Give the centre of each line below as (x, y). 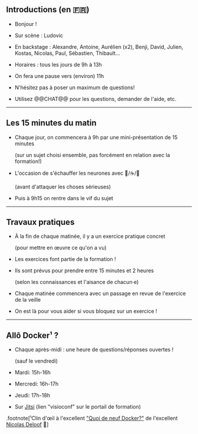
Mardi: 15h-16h (33, 373)
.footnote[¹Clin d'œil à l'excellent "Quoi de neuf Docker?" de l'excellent (92, 418)
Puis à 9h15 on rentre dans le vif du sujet (64, 198)
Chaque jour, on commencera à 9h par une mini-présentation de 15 (96, 137)
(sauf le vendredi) (36, 361)
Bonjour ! (26, 24)
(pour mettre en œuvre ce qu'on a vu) (61, 248)
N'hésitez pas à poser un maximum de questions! (75, 87)
